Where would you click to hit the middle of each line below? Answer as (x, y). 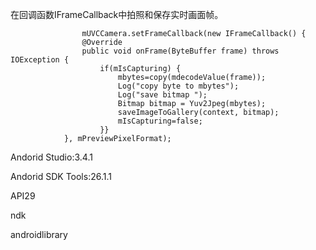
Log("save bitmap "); (162, 95)
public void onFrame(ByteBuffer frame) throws (180, 51)
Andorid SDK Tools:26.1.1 (61, 176)
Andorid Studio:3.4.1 (51, 157)
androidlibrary (39, 234)
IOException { (40, 60)
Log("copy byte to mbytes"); (178, 86)
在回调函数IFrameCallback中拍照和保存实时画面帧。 (117, 14)
